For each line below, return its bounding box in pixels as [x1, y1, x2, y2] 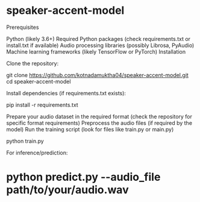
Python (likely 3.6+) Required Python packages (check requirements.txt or [6, 35, 191, 42]
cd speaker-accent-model [6, 78, 71, 85]
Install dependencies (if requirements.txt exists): [6, 89, 127, 96]
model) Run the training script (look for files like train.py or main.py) [6, 125, 174, 133]
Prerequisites [6, 24, 39, 31]
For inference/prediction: [6, 149, 68, 156]
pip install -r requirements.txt [6, 101, 78, 109]
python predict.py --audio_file [6, 170, 161, 184]
